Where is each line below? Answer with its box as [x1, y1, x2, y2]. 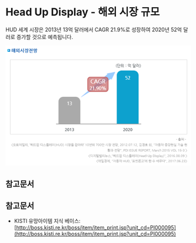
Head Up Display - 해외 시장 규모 [5, 5, 160, 19]
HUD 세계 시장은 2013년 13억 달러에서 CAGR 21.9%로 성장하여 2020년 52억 [5, 26, 182, 33]
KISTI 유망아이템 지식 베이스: [14, 218, 81, 225]
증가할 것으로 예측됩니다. [16, 33, 74, 40]
